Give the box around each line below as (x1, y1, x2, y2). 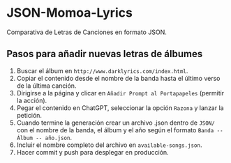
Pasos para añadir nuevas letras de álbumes (6, 48, 203, 60)
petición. (16, 111, 43, 119)
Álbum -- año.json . (16, 133, 73, 141)
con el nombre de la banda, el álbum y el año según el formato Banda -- (16, 125, 224, 134)
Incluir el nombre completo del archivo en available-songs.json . (16, 141, 202, 149)
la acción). (16, 96, 47, 104)
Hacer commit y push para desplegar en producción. (16, 148, 169, 156)
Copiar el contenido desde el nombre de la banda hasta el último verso (16, 74, 221, 82)
